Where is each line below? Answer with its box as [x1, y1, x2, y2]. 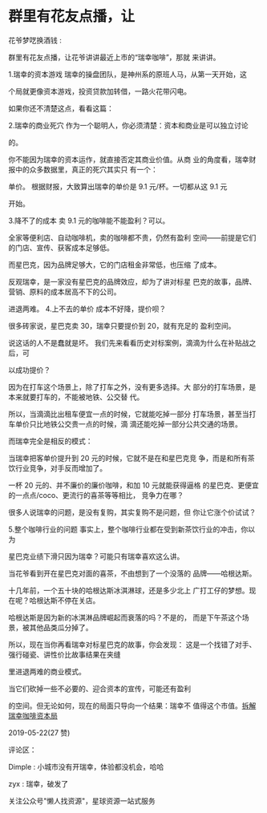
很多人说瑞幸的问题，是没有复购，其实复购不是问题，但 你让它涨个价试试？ [8, 507, 257, 517]
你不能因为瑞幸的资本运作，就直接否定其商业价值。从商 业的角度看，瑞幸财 [8, 154, 257, 164]
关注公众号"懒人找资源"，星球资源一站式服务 [8, 795, 156, 806]
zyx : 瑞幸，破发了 [8, 779, 69, 788]
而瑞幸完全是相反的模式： [8, 436, 93, 446]
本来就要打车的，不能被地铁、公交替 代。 [8, 392, 144, 402]
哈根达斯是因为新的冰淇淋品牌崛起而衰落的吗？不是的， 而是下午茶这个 [8, 613, 242, 622]
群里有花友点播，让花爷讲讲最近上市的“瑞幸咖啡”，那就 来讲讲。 [8, 52, 220, 62]
